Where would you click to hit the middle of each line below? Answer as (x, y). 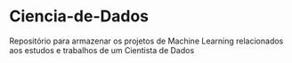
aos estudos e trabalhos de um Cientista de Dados (102, 50)
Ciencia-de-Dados (79, 16)
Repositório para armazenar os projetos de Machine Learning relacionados (146, 41)
